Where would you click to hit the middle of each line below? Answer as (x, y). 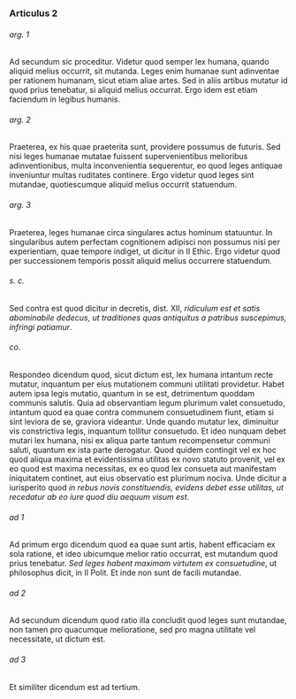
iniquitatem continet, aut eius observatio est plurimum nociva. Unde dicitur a (148, 478)
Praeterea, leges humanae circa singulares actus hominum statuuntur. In (141, 232)
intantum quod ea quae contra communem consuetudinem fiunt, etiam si (141, 412)
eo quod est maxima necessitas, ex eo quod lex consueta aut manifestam (143, 468)
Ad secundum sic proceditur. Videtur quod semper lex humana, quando (139, 62)
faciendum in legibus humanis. (65, 99)
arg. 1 (19, 35)
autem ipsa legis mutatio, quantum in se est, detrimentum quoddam (132, 393)
